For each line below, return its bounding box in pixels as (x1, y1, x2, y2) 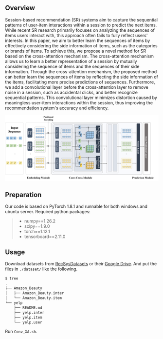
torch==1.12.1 (24, 229, 50, 235)
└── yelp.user (14, 319, 42, 325)
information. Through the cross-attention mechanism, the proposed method (5, 68, 157, 75)
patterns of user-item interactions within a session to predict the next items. (5, 22, 157, 28)
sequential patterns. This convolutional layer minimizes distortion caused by (5, 95, 157, 100)
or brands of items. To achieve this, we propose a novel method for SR (5, 48, 146, 54)
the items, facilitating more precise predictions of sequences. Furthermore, (5, 79, 155, 85)
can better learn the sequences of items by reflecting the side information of (5, 74, 158, 80)
